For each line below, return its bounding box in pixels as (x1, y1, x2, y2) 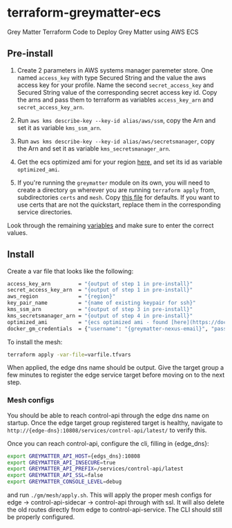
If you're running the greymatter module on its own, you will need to (17, 178, 211, 187)
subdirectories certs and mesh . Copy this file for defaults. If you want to (17, 193, 220, 201)
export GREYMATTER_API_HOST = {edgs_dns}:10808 (7, 453, 140, 460)
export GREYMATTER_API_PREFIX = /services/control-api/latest (7, 465, 184, 473)
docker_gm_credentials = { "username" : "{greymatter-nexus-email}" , (7, 325, 209, 332)
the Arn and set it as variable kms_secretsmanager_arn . (17, 144, 171, 153)
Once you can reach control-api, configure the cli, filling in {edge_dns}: (7, 439, 209, 447)
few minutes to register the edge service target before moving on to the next (7, 371, 225, 379)
